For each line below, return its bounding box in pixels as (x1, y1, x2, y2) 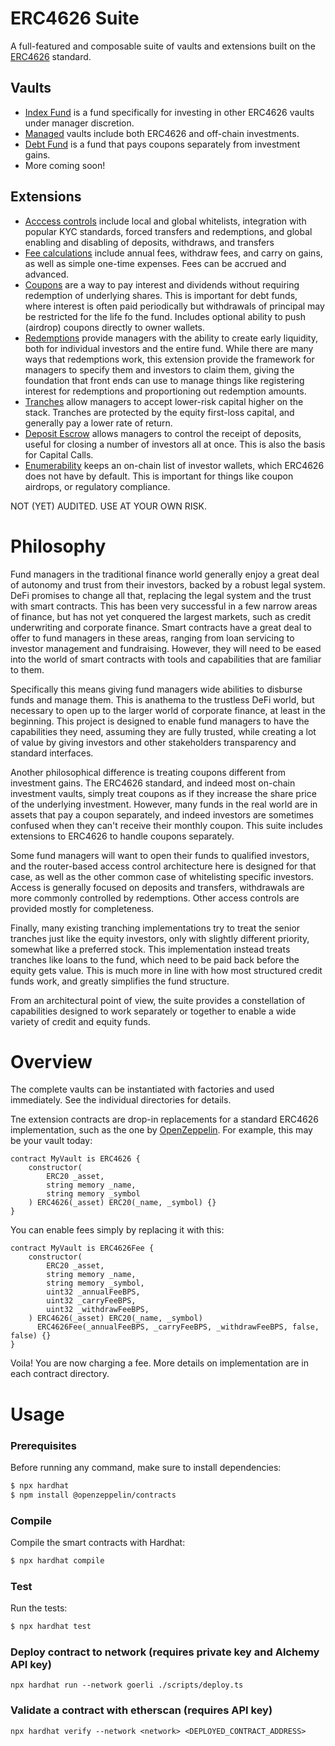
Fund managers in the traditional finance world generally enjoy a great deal (10, 568, 320, 580)
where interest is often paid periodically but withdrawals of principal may (24, 300, 325, 312)
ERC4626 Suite (10, 7, 140, 30)
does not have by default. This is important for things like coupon (24, 470, 294, 482)
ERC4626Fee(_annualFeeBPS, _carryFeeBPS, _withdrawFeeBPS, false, (36, 1322, 320, 1332)
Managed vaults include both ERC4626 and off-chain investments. (24, 127, 300, 139)
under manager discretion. (24, 117, 135, 129)
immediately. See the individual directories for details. (10, 1094, 232, 1106)
